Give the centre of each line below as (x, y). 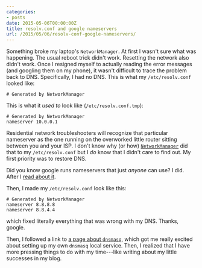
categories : (21, 12)
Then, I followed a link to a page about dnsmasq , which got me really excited (99, 239)
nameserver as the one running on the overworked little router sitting (92, 140)
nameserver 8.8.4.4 (31, 210)
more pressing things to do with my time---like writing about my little (92, 252)
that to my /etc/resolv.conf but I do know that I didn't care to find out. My (99, 152)
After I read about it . (31, 177)
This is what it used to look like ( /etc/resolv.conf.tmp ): (75, 105)
